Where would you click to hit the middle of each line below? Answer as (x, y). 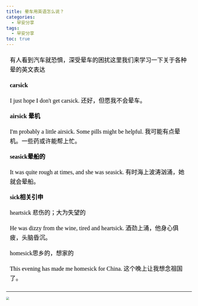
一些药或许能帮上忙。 (51, 141)
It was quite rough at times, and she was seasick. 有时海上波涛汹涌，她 (97, 172)
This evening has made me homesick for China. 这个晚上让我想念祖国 (96, 269)
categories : (21, 17)
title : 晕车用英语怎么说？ (35, 11)
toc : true (18, 39)
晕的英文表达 (28, 70)
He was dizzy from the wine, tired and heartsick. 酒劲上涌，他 (85, 228)
